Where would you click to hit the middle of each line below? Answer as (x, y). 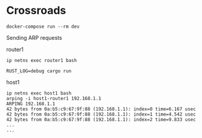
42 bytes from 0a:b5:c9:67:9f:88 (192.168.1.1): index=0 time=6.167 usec (101, 109)
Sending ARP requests (34, 37)
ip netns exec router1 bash (42, 60)
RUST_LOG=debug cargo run (39, 71)
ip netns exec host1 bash (39, 93)
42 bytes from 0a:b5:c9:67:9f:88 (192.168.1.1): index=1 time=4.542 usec (101, 114)
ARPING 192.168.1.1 (31, 104)
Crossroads (36, 11)
